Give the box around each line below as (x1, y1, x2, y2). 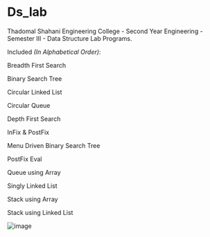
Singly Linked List (7, 181, 58, 190)
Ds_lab (7, 4, 47, 20)
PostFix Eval (7, 155, 42, 163)
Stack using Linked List (7, 208, 73, 216)
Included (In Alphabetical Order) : (7, 48, 101, 56)
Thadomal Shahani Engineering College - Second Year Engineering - (7, 27, 203, 35)
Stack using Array (7, 195, 58, 203)
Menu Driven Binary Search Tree (7, 141, 100, 149)
